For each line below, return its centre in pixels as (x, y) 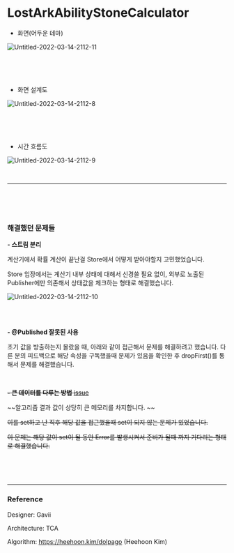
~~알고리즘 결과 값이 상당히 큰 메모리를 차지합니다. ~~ (81, 408)
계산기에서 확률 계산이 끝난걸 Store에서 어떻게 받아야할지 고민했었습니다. (106, 259)
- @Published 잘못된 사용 (43, 332)
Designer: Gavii (29, 515)
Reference (25, 499)
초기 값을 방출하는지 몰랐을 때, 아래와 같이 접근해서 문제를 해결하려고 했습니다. (113, 347)
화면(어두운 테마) (40, 33)
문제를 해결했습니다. (47, 365)
